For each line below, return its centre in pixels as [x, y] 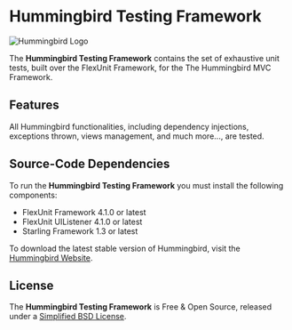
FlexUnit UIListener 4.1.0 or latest [82, 221]
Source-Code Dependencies [90, 164]
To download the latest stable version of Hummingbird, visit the [125, 248]
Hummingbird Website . [51, 258]
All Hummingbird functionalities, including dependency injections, [129, 126]
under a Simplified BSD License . [68, 317]
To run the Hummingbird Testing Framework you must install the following [146, 185]
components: [33, 195]
